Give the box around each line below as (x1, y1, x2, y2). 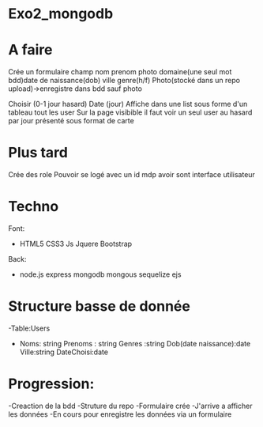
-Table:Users (8, 323, 51, 333)
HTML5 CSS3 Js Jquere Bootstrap (19, 239, 133, 248)
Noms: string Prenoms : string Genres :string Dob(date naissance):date (19, 338, 251, 348)
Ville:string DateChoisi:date (19, 347, 109, 357)
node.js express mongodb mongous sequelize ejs (19, 270, 182, 279)
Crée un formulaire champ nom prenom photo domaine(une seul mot (8, 67, 232, 77)
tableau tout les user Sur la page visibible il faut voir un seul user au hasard (8, 108, 253, 117)
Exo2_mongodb (8, 5, 114, 23)
